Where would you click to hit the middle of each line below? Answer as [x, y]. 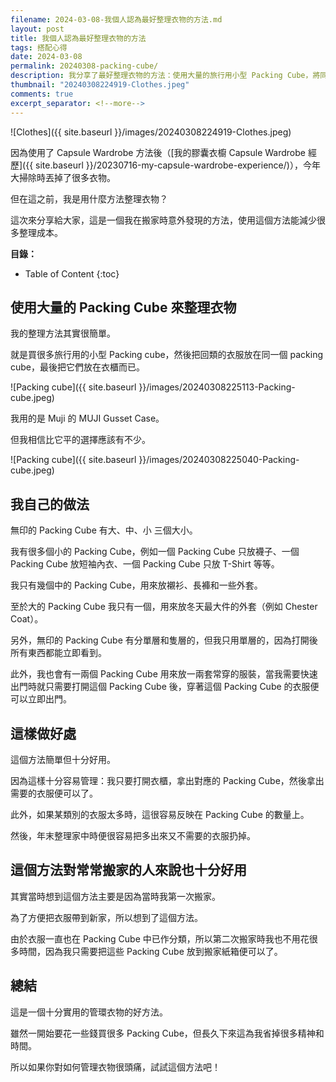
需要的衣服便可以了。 [54, 793]
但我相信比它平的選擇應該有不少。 [80, 440]
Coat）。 [27, 619]
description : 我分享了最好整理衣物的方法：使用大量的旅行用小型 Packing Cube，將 [165, 76]
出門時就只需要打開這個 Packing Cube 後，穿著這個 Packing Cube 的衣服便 [165, 687]
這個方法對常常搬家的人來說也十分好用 [128, 870]
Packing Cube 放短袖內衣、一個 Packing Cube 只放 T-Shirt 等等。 [145, 564]
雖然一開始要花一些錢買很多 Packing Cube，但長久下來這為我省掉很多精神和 [167, 1033]
